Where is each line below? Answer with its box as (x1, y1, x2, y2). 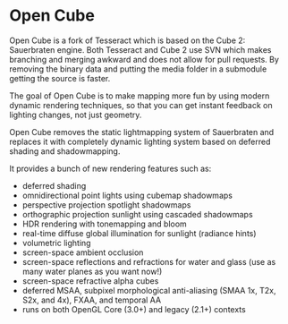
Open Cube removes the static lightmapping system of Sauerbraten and (9, 126, 275, 137)
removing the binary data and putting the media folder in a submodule (9, 64, 267, 74)
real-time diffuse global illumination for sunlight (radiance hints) (21, 227, 257, 238)
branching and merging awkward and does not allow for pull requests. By (9, 54, 280, 64)
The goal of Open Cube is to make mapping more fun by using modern (9, 90, 270, 101)
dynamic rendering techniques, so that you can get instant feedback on (9, 99, 273, 110)
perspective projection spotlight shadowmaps (21, 199, 191, 210)
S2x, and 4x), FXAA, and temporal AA (21, 294, 162, 305)
